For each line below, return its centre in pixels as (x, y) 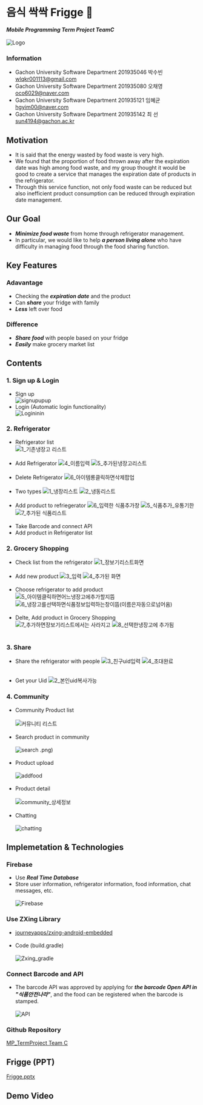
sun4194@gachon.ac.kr (45, 121)
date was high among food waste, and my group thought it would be (100, 168)
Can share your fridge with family (57, 302)
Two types (28, 491)
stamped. (27, 1001)
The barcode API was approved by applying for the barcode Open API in (106, 987)
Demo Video (30, 1096)
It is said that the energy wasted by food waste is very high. (89, 155)
